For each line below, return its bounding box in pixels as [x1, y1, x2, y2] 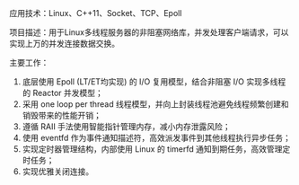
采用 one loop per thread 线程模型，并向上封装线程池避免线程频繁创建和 [22, 99, 289, 110]
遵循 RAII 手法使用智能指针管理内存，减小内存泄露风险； [22, 121, 231, 132]
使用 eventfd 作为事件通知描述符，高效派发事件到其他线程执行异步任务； [22, 133, 292, 143]
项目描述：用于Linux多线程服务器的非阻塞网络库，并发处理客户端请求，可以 [9, 27, 289, 38]
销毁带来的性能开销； [22, 110, 101, 120]
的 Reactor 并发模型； [22, 88, 103, 98]
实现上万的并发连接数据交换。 [9, 39, 119, 48]
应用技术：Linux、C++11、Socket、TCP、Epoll [9, 8, 182, 18]
